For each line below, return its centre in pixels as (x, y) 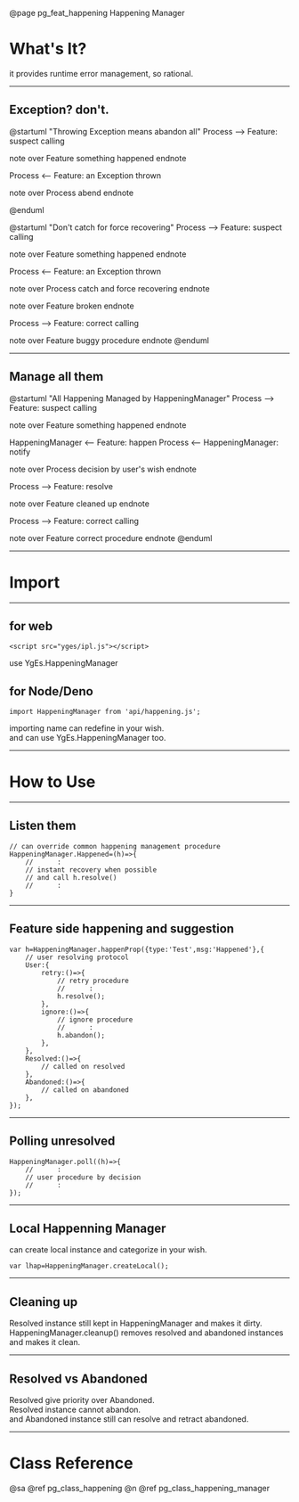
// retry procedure (93, 981)
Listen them (43, 826)
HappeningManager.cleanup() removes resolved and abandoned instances (146, 1333)
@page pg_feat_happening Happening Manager (97, 13)
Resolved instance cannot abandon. (75, 1409)
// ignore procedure (95, 1020)
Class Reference (71, 1463)
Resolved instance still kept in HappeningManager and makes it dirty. (136, 1324)
